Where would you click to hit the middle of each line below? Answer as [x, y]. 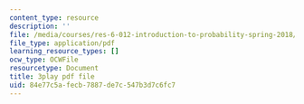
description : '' [40, 26]
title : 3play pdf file [52, 77]
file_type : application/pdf [62, 43]
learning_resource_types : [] [64, 52]
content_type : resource [54, 18]
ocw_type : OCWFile [44, 60]
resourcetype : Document [54, 69]
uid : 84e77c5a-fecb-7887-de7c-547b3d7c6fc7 [93, 85]
